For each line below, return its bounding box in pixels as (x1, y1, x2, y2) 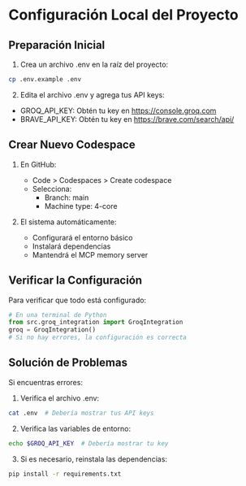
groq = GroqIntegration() (8, 326, 96, 334)
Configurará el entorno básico (32, 232, 133, 242)
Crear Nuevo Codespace (8, 138, 136, 152)
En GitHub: (19, 159, 57, 169)
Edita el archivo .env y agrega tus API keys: (19, 89, 165, 99)
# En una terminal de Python (8, 310, 107, 319)
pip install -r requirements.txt (8, 470, 122, 478)
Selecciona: (32, 184, 72, 193)
